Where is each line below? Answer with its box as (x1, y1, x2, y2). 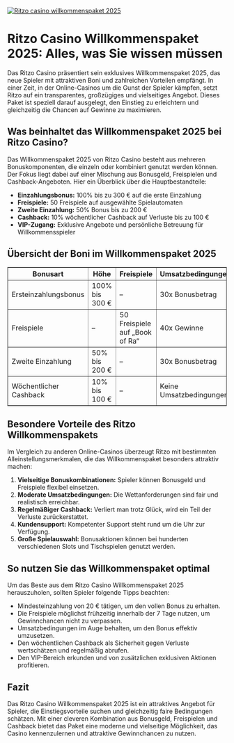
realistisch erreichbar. (17, 498, 80, 506)
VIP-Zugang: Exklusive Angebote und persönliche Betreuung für (17, 220, 204, 229)
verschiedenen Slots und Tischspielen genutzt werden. (17, 543, 175, 551)
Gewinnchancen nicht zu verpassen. (17, 616, 123, 625)
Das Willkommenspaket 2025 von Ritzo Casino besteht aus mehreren (7, 155, 206, 163)
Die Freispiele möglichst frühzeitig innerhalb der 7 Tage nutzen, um (17, 609, 210, 618)
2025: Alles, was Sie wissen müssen (7, 46, 223, 62)
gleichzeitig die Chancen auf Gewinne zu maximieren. (7, 105, 162, 114)
